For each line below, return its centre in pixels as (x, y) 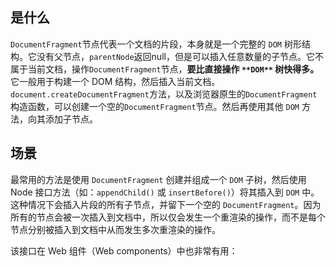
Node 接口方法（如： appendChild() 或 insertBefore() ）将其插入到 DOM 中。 (165, 192)
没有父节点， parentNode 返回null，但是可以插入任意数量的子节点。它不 (180, 56)
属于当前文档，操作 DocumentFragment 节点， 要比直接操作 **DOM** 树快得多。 (165, 69)
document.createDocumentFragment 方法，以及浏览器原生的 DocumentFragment (164, 94)
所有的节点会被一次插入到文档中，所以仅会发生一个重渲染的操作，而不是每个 (168, 217)
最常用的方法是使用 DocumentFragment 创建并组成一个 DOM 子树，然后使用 (158, 179)
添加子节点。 (71, 119)
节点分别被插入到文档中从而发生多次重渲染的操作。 (115, 229)
